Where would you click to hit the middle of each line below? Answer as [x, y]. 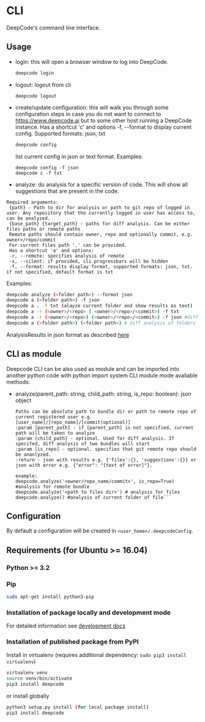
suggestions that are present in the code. [67, 191]
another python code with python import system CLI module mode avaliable [102, 375]
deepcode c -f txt [39, 173]
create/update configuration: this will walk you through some [92, 107]
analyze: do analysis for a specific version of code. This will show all [101, 184]
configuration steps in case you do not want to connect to [88, 113]
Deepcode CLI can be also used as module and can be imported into [93, 369]
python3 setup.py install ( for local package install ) [78, 707]
